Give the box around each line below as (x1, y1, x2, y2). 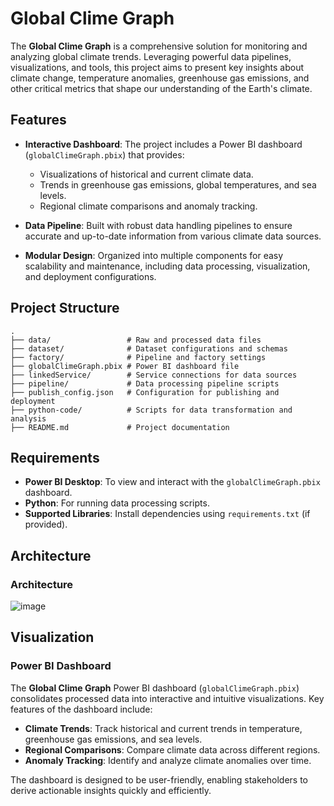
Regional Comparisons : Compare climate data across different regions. (24, 743, 321, 756)
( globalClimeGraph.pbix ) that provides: (24, 148, 185, 161)
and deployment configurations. (24, 270, 157, 282)
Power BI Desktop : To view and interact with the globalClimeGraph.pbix (24, 476, 321, 488)
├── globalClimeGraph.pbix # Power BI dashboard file (10, 361, 240, 371)
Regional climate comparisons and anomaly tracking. (39, 200, 258, 212)
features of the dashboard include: (10, 703, 153, 715)
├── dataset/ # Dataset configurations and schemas (10, 343, 288, 354)
